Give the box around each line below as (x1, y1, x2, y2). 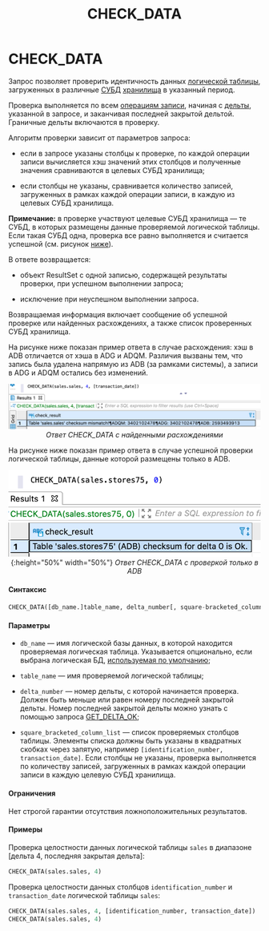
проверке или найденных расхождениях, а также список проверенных (8, 318, 252, 328)
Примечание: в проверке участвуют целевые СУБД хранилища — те (8, 213, 247, 223)
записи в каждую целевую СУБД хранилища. (19, 770, 176, 780)
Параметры (8, 620, 50, 630)
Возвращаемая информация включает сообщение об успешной (8, 309, 228, 319)
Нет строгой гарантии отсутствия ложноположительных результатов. (8, 806, 247, 816)
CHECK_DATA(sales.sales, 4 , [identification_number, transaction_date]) (8, 907, 256, 915)
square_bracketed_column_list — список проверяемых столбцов (19, 727, 239, 737)
